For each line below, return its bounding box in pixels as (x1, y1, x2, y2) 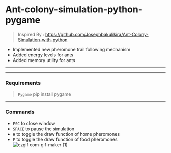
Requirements (5, 79, 41, 86)
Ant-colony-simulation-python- (5, 4, 143, 15)
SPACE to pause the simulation (12, 126, 75, 132)
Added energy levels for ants (12, 52, 74, 58)
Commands (5, 108, 35, 115)
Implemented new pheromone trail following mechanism (12, 46, 131, 52)
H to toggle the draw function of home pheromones (12, 131, 120, 137)
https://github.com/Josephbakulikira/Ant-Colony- (45, 31, 149, 37)
